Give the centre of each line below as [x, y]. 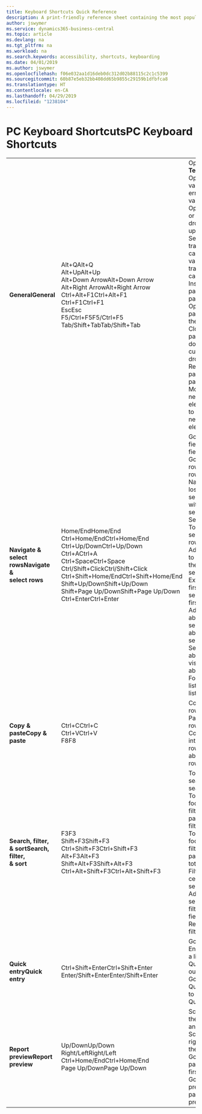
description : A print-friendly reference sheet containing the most [94, 18]
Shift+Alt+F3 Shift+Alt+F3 [97, 864]
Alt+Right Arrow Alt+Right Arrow [106, 287]
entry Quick [26, 971]
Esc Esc [72, 310]
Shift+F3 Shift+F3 [85, 841]
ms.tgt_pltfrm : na [29, 46]
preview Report [31, 1057]
